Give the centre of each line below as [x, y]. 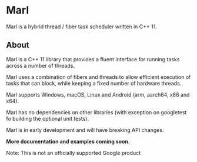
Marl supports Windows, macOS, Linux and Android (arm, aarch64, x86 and [98, 94]
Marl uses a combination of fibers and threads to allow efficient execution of [98, 77]
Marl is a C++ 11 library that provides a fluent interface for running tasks [93, 59]
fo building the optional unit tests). [48, 118]
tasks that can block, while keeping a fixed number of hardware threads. [94, 83]
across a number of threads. [41, 65]
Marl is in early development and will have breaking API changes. [85, 130]
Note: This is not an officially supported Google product [74, 153]
